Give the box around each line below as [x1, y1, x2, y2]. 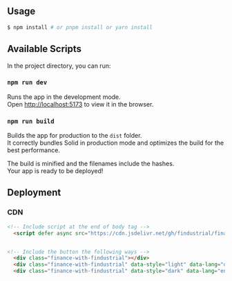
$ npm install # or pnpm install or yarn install [7, 24, 153, 30]
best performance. [7, 146, 61, 154]
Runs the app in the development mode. [7, 93, 121, 101]
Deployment [7, 187, 61, 199]
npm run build [7, 117, 55, 125]
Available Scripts [7, 43, 81, 55]
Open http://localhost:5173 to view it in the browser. [7, 100, 154, 108]
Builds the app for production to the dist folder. [7, 132, 142, 140]
